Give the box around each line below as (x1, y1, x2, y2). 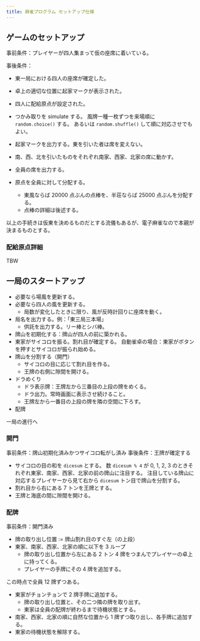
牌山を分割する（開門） (14, 353, 73, 360)
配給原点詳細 (6, 243, 44, 251)
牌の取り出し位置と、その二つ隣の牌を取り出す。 (23, 599, 144, 606)
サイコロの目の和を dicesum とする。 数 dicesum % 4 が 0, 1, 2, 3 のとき (14, 461, 189, 469)
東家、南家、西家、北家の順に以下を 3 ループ (14, 543, 126, 551)
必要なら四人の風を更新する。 (14, 300, 88, 308)
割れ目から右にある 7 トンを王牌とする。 (14, 484, 115, 491)
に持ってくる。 (23, 558, 61, 566)
